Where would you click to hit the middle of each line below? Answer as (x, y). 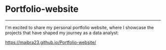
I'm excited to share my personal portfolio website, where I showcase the (80, 27)
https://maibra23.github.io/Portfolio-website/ (51, 42)
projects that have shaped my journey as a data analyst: (62, 33)
